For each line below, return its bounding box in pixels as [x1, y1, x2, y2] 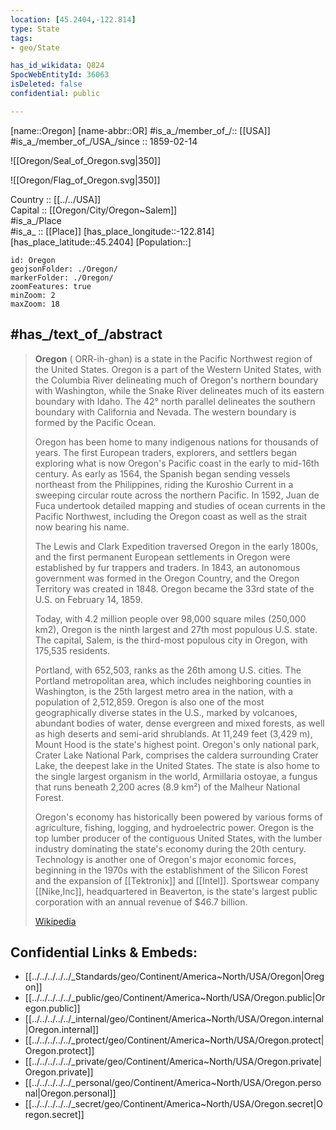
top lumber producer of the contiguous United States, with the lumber [34, 832, 323, 844]
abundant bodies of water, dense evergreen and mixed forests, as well [34, 717, 325, 729]
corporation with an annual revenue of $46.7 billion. [34, 896, 248, 908]
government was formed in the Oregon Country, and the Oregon [34, 572, 300, 584]
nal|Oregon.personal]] [24, 1087, 117, 1100]
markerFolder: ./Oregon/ [10, 272, 114, 283]
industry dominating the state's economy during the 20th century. [34, 842, 307, 855]
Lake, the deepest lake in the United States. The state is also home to [34, 759, 320, 771]
